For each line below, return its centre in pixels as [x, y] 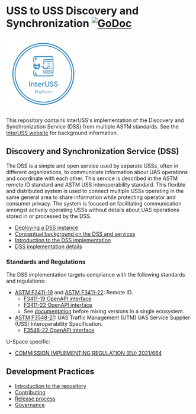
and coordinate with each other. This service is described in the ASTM [92, 178]
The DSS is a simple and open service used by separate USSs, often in [92, 166]
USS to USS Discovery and [73, 11]
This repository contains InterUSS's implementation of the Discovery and [95, 120]
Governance [30, 405]
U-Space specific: [28, 342]
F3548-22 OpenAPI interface [59, 330]
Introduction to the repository [51, 386]
